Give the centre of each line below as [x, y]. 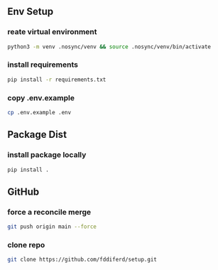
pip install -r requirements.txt [57, 80]
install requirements [43, 65]
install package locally [47, 155]
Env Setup [31, 12]
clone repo [26, 244]
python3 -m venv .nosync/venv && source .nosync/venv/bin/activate [109, 47]
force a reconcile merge [49, 212]
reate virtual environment [52, 32]
